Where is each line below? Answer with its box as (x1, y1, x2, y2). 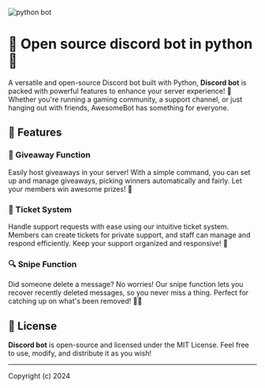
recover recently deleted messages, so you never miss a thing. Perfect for (8, 288, 249, 297)
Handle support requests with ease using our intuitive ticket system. (8, 222, 230, 231)
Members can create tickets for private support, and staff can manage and (8, 229, 251, 240)
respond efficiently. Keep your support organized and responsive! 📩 (8, 238, 229, 248)
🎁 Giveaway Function (8, 150, 91, 161)
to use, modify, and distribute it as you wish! (8, 349, 152, 358)
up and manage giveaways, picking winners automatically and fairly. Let (8, 176, 242, 185)
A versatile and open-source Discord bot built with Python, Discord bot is (8, 77, 247, 87)
